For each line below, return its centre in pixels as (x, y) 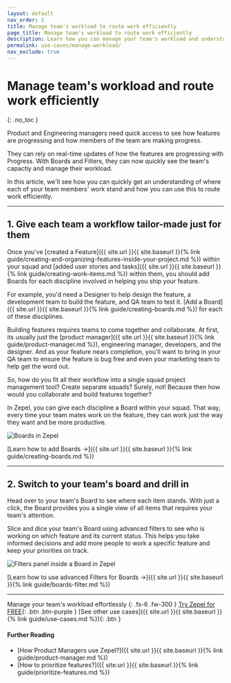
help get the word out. (38, 366)
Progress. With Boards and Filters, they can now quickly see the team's (108, 161)
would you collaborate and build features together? (79, 394)
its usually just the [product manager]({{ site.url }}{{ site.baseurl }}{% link (111, 337)
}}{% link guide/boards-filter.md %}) (59, 585)
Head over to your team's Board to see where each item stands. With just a (113, 501)
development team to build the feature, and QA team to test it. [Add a (105, 302)
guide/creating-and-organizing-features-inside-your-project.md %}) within (113, 259)
